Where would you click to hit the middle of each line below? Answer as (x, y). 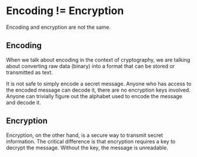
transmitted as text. (29, 72)
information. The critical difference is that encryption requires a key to (91, 141)
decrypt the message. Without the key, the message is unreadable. (87, 148)
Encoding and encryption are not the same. (59, 27)
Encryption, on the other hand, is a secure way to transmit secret (85, 135)
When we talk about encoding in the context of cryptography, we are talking (98, 59)
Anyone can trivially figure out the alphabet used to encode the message (94, 96)
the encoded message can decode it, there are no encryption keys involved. (98, 90)
